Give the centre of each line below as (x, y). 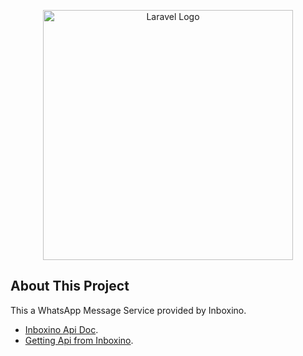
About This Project (70, 286)
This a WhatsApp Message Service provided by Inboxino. (128, 310)
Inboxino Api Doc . (61, 329)
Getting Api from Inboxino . (79, 340)
